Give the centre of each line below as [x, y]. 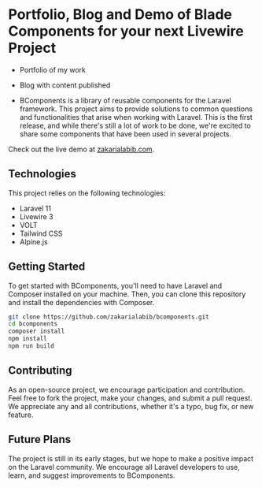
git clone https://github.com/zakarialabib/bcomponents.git [109, 317]
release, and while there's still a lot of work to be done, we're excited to [135, 125]
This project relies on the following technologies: [87, 193]
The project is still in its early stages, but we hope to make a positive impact [131, 458]
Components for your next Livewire [126, 31]
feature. [21, 415]
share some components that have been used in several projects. [125, 134]
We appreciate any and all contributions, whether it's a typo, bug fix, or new [131, 406]
